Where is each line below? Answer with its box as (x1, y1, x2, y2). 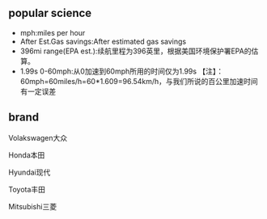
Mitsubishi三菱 (8, 201, 57, 211)
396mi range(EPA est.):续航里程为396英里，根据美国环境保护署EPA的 (19, 46, 252, 56)
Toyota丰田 (8, 184, 46, 194)
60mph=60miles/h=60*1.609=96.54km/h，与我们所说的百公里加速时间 (19, 76, 259, 86)
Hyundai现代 (8, 167, 51, 177)
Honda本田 (8, 150, 45, 160)
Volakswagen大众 (8, 133, 68, 142)
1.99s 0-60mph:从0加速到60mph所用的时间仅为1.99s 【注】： (19, 66, 224, 76)
